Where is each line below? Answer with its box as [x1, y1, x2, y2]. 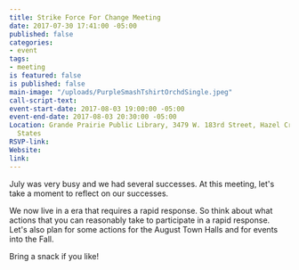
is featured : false [9, 71, 82, 80]
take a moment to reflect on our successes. [9, 188, 169, 199]
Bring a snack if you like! [9, 250, 100, 261]
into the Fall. [9, 233, 54, 244]
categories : [9, 37, 53, 47]
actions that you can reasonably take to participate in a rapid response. [9, 215, 271, 225]
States [17, 129, 42, 138]
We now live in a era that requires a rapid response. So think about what [9, 205, 273, 216]
